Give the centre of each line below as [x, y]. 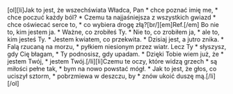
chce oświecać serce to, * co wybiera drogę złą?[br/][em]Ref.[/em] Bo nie [113, 25]
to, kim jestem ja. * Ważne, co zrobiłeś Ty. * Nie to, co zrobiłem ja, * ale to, [114, 32]
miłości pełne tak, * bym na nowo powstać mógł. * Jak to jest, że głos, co [112, 69]
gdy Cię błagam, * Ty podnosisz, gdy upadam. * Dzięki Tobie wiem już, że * [115, 54]
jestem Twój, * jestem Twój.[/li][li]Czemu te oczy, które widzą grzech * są [112, 61]
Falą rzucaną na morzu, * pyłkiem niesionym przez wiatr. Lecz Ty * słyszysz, [117, 47]
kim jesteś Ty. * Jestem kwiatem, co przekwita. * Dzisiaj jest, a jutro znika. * [115, 39]
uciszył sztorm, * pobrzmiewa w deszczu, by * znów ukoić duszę [101, 76]
